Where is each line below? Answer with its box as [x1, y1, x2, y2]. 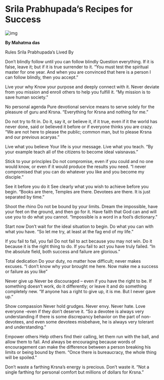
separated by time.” [5, 194, 45, 200]
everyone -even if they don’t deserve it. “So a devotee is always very [5, 308, 144, 314]
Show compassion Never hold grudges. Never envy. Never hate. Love [5, 303, 146, 309]
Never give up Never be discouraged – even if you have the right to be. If [5, 278, 152, 284]
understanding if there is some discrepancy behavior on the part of [5, 313, 141, 320]
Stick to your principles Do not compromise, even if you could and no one [5, 158, 153, 164]
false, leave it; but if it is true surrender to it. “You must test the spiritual [5, 64, 149, 70]
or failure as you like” [5, 269, 48, 274]
